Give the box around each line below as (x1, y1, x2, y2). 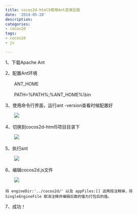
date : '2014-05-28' (5, 12, 47, 17)
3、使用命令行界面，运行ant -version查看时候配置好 (5, 102, 113, 108)
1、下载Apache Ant (5, 59, 45, 65)
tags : (5, 31, 17, 36)
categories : (5, 21, 30, 27)
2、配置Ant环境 (5, 70, 38, 76)
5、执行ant (5, 145, 28, 151)
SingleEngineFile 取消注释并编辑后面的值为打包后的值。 (5, 194, 112, 199)
